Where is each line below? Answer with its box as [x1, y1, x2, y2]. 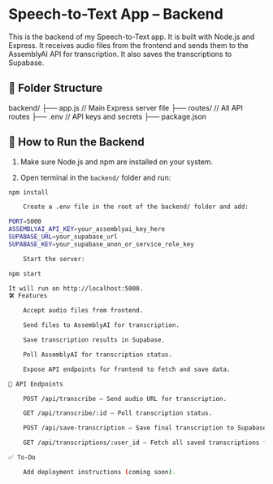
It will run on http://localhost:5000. [8, 284, 144, 293]
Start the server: [23, 255, 85, 263]
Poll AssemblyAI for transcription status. [23, 351, 173, 359]
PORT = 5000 [8, 217, 42, 226]
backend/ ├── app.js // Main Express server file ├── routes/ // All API [8, 102, 244, 112]
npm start [8, 269, 42, 277]
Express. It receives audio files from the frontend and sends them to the [8, 40, 249, 50]
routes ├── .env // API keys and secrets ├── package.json [8, 111, 207, 121]
